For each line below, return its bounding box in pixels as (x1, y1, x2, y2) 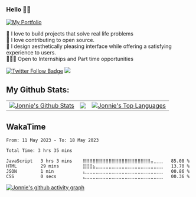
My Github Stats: (6, 85, 70, 95)
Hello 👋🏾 (6, 5, 31, 14)
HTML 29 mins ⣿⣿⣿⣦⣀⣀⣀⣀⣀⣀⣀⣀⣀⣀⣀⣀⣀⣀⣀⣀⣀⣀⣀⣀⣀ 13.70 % (6, 163, 190, 169)
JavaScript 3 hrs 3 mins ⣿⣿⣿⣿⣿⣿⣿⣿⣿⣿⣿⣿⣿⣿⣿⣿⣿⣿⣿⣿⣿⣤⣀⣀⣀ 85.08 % (6, 158, 190, 164)
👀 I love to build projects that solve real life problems (6, 30, 134, 37)
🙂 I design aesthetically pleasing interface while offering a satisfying (6, 43, 172, 50)
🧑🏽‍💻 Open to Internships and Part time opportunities (6, 56, 134, 63)
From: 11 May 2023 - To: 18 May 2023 (6, 137, 99, 143)
